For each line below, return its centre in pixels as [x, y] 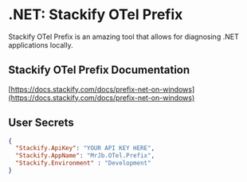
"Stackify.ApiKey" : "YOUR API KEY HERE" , [85, 149]
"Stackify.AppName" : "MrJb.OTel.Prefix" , [85, 156]
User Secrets [41, 123]
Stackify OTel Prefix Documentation [99, 70]
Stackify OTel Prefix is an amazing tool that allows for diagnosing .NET [123, 37]
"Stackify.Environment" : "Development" [83, 163]
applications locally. [41, 45]
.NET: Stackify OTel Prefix [96, 15]
